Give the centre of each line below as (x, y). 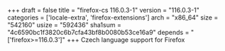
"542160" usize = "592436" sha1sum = (65, 25)
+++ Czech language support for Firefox (126, 40)
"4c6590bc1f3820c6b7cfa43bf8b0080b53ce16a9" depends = (98, 32)
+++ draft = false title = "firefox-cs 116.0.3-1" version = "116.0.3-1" (104, 10)
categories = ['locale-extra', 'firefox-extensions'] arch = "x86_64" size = (113, 17)
